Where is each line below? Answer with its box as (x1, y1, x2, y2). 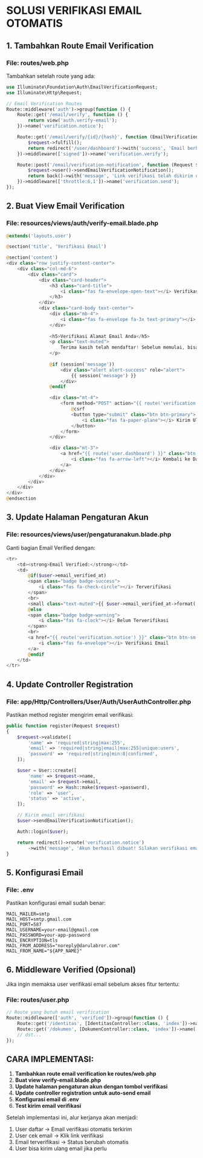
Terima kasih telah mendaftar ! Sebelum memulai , (60, 344, 185, 351)
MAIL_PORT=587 (6, 922, 42, 928)
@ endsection (6, 496, 36, 502)
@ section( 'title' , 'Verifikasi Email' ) (6, 244, 107, 250)
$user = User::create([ (17, 768, 77, 774)
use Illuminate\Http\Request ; (6, 89, 83, 95)
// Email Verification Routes (6, 100, 83, 106)
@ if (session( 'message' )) (49, 361, 115, 367)
